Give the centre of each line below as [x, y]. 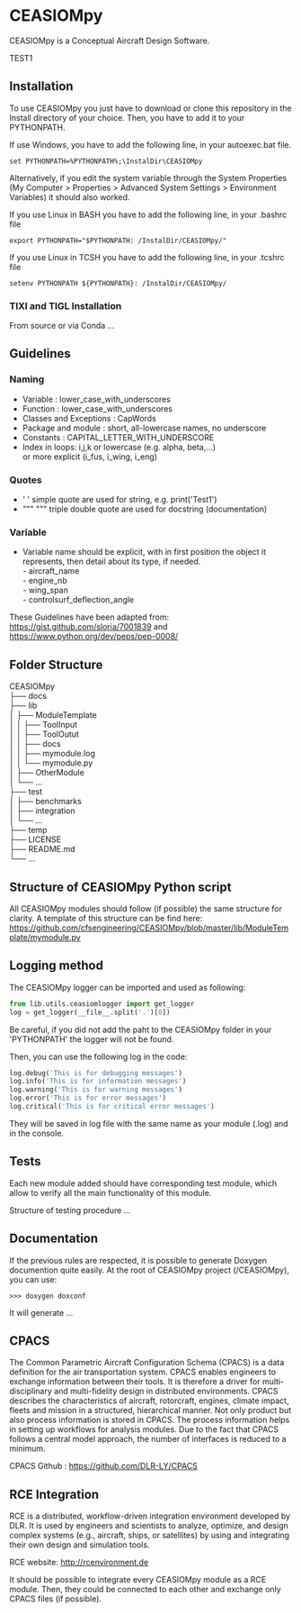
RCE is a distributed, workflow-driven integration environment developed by [150, 1516]
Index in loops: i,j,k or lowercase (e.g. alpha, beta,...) [119, 447]
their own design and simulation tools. [80, 1545]
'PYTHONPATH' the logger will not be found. [92, 1039]
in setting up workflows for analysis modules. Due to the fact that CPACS [144, 1429]
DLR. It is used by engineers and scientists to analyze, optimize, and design [149, 1526]
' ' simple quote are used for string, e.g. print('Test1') [120, 500]
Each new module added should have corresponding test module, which [143, 1183]
